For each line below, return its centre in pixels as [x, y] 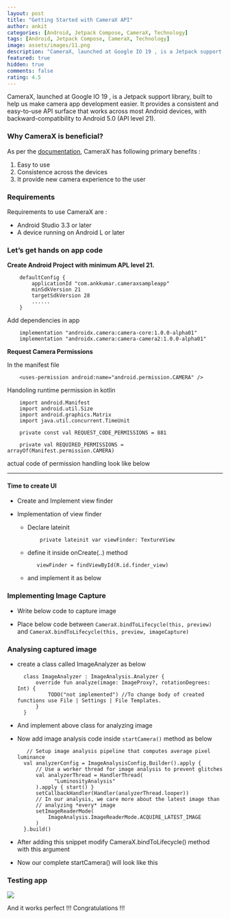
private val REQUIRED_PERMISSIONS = [72, 445]
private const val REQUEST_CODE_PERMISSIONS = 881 [93, 433]
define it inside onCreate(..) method [77, 553]
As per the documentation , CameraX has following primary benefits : [104, 151]
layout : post [26, 13]
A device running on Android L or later [71, 232]
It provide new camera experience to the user [81, 179]
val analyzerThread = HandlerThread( [89, 776]
